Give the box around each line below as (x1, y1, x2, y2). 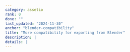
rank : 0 (5, 12, 21, 17)
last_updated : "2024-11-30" (5, 21, 64, 26)
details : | (5, 40, 28, 45)
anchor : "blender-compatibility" (5, 26, 74, 31)
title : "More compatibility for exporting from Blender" (5, 30, 126, 35)
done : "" (5, 16, 23, 21)
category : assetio (5, 7, 43, 12)
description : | (5, 35, 37, 40)
